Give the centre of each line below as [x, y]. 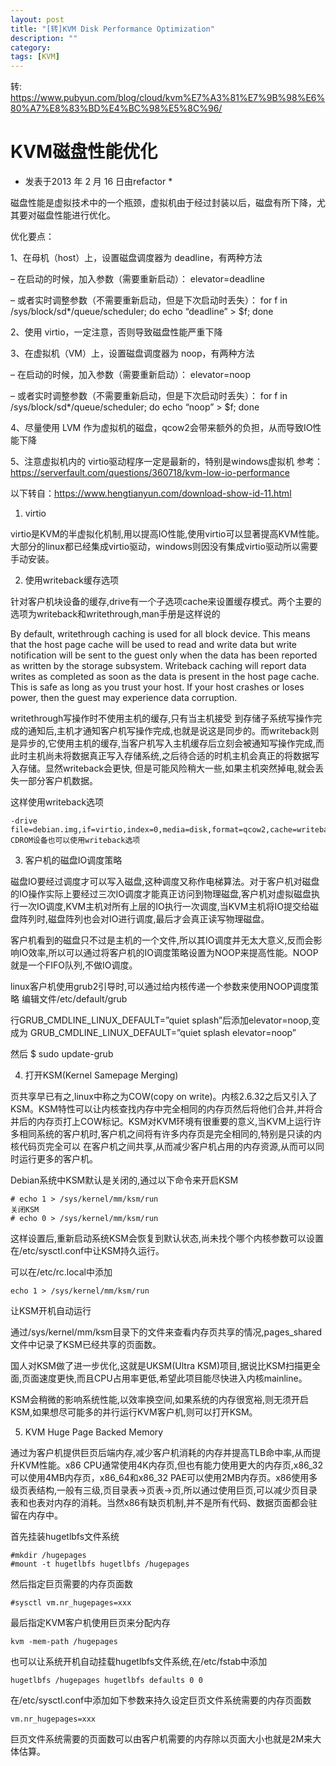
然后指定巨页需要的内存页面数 [71, 1584]
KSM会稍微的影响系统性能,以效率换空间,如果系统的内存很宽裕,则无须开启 [159, 1400]
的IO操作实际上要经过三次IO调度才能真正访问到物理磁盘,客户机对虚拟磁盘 [161, 894]
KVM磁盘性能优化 [84, 152]
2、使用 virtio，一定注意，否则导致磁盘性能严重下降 [116, 332]
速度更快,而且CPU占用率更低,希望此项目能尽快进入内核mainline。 [173, 1378]
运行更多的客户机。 [58, 1159]
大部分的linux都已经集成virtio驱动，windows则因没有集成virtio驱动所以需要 [164, 547]
